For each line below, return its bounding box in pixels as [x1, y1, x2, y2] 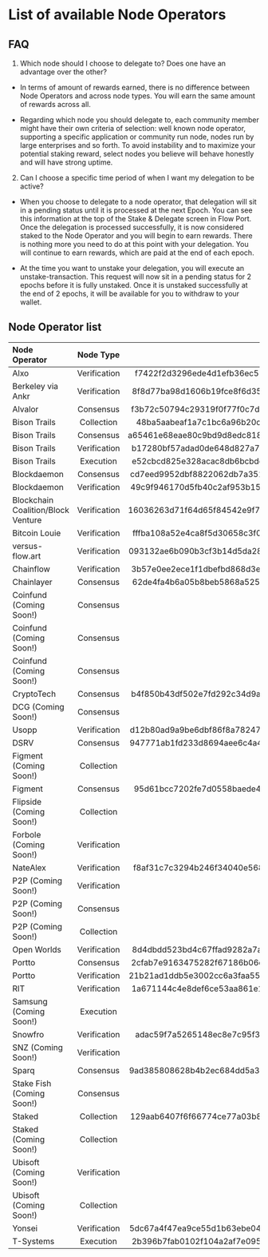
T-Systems [12, 1235, 55, 1247]
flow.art [12, 550, 41, 561]
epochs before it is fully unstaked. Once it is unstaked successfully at [19, 280, 249, 289]
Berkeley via [12, 380, 58, 392]
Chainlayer [12, 576, 53, 587]
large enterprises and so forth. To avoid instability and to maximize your [19, 141, 256, 149]
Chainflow [12, 563, 50, 575]
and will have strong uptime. [19, 157, 113, 167]
